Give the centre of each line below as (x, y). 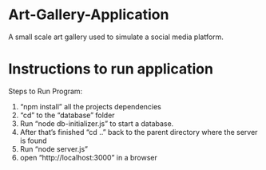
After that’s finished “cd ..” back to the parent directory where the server (139, 132)
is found (33, 140)
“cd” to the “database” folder (67, 115)
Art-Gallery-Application (89, 15)
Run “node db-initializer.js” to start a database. (97, 123)
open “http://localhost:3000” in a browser (88, 157)
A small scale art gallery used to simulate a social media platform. (116, 37)
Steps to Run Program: (46, 91)
